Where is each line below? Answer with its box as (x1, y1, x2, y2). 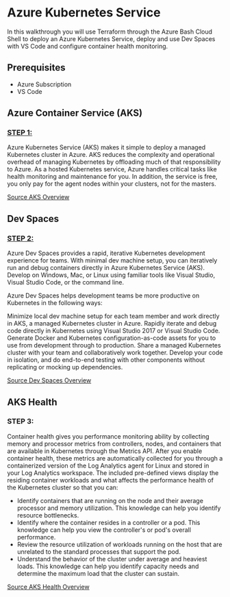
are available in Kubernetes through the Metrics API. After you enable (7, 447, 203, 455)
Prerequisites (7, 62, 66, 73)
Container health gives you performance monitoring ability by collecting (7, 432, 210, 440)
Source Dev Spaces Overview (7, 376, 92, 385)
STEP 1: (7, 128, 33, 138)
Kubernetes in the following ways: (7, 299, 103, 307)
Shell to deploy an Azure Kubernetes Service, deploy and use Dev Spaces (7, 34, 216, 42)
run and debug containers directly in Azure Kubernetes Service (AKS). (7, 264, 205, 272)
